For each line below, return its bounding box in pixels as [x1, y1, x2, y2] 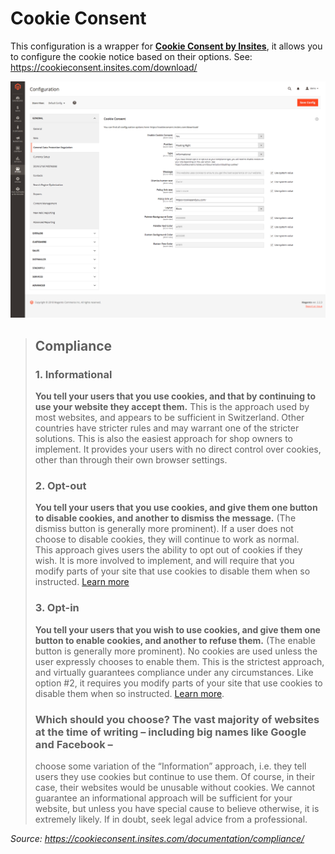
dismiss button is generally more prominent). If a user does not [34, 523, 294, 535]
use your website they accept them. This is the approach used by [34, 401, 310, 413]
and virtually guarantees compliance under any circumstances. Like [34, 666, 314, 678]
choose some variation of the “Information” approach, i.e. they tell [34, 760, 307, 772]
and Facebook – [34, 737, 113, 751]
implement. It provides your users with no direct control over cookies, [34, 443, 322, 456]
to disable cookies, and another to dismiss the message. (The [34, 512, 297, 524]
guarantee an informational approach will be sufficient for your [34, 792, 293, 804]
